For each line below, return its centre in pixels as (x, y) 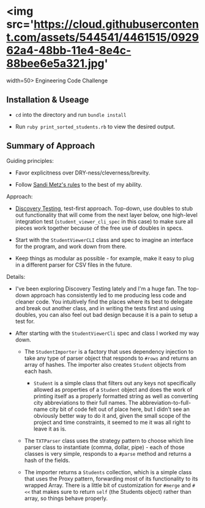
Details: (16, 276)
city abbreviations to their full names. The (86, 402)
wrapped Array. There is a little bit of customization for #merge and (108, 485)
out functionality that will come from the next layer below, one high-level (106, 215)
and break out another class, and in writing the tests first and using (100, 308)
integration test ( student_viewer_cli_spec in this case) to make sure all (104, 221)
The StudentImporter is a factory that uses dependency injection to (109, 351)
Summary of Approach (50, 146)
